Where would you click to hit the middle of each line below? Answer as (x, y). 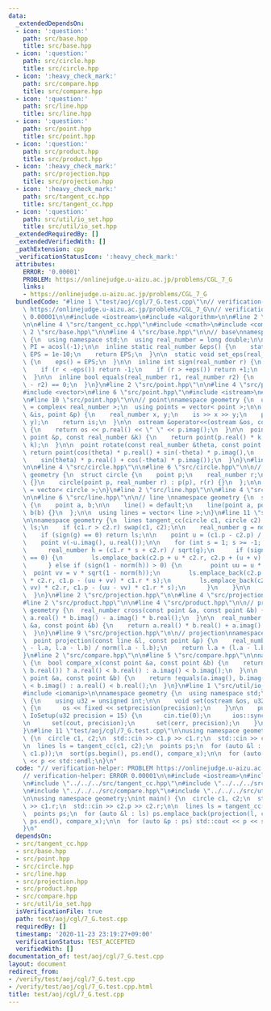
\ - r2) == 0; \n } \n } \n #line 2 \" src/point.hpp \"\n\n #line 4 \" (135, 384)
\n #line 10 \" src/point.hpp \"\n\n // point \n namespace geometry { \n (138, 400)
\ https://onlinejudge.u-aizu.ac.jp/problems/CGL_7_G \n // (122, 309)
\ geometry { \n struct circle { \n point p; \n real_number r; (140, 475)
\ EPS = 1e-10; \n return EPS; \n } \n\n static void (119, 355)
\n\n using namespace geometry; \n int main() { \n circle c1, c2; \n (137, 798)
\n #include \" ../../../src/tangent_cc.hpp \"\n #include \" (122, 784)
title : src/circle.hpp (61, 69)
